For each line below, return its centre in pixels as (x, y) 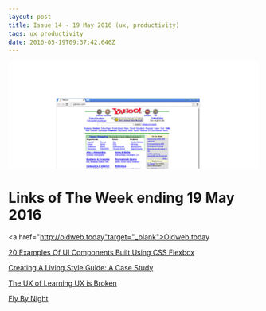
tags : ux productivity (46, 33)
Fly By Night (28, 298)
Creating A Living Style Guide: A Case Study (81, 267)
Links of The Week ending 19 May (121, 198)
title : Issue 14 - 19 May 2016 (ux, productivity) (94, 25)
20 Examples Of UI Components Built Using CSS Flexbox (102, 252)
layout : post (30, 17)
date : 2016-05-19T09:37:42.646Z (62, 42)
